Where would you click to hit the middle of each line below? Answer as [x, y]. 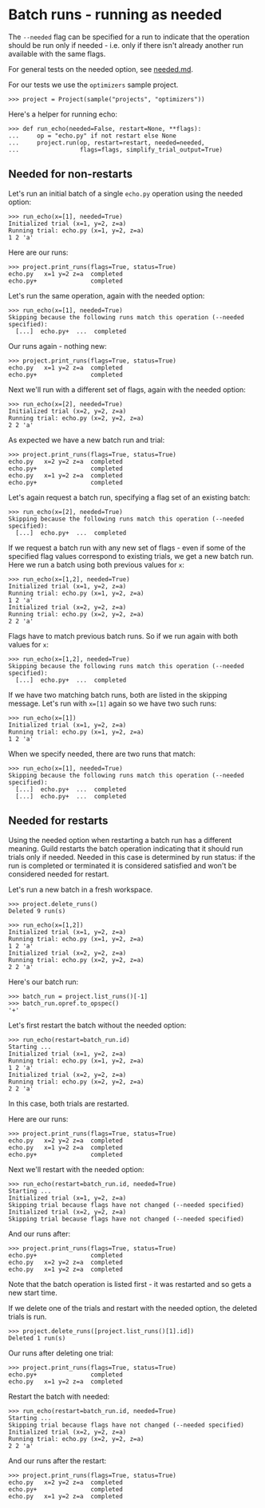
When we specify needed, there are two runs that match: [102, 754]
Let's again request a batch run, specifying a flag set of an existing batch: [129, 497]
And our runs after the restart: [57, 1461]
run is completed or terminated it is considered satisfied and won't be [123, 865]
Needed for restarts [58, 821]
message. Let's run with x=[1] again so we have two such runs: [113, 703]
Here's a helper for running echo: [63, 114]
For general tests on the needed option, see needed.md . [101, 69]
